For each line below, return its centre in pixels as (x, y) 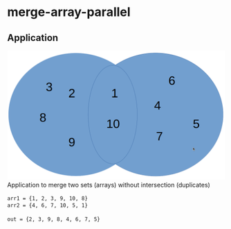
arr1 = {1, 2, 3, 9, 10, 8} (48, 198)
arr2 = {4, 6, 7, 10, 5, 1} (48, 205)
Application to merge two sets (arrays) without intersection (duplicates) (109, 185)
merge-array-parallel (69, 12)
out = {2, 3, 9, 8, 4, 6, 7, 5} (54, 219)
